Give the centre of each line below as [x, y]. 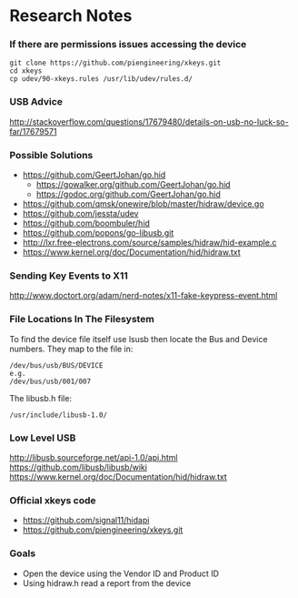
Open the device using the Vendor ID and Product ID [121, 573]
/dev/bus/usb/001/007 [50, 381]
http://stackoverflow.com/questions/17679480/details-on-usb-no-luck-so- [149, 122]
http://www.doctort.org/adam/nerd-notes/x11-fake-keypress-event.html [144, 296]
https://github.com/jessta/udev [80, 214]
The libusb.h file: [41, 398]
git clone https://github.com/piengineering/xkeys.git [115, 63]
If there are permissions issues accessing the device [128, 45]
